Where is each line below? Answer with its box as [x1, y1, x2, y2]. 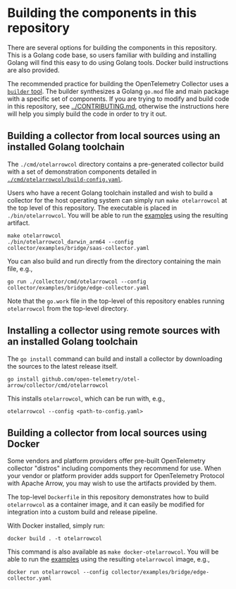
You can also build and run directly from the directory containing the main [7, 256, 221, 266]
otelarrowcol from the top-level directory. [7, 304, 129, 312]
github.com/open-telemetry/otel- [42, 376, 140, 383]
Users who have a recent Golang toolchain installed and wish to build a [7, 189, 213, 197]
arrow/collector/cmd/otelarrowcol [7, 381, 109, 389]
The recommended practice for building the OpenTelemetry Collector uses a [7, 79, 229, 88]
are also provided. [7, 66, 60, 74]
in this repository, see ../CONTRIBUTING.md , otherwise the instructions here [7, 102, 229, 110]
